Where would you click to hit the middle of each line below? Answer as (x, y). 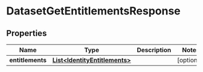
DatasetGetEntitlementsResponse (94, 11)
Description (154, 50)
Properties (27, 33)
